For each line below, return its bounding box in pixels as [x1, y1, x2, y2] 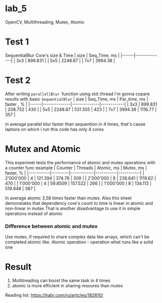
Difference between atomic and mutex [5, 223, 98, 230]
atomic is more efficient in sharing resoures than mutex [12, 282, 123, 288]
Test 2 [5, 75, 31, 86]
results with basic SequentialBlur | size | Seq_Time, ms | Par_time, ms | [5, 96, 148, 102]
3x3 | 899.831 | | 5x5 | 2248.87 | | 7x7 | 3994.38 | [16, 57, 116, 64]
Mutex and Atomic [5, 144, 81, 154]
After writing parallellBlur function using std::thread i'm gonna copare [5, 91, 150, 97]
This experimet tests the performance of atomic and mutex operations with [5, 159, 156, 165]
